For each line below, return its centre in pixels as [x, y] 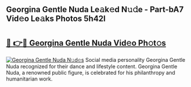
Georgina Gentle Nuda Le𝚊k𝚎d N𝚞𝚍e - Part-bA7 [95, 10]
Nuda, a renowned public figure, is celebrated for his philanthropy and [91, 73]
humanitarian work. [29, 79]
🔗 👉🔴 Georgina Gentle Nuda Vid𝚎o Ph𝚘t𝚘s [86, 43]
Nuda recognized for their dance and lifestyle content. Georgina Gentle [92, 66]
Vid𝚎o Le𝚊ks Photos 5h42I [56, 19]
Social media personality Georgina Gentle [135, 60]
